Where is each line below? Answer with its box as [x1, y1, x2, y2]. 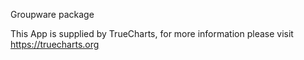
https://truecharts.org [10, 39, 100, 50]
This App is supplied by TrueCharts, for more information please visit [10, 28, 294, 39]
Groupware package [10, 9, 95, 20]
